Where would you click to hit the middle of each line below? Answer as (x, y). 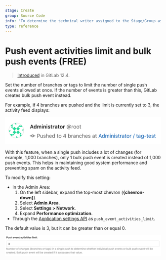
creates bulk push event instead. (38, 95)
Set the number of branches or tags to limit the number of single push (76, 85)
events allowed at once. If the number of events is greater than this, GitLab (81, 90)
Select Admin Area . (40, 203)
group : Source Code (25, 16)
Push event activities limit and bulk (78, 51)
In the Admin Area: (31, 187)
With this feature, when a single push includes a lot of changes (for (73, 152)
